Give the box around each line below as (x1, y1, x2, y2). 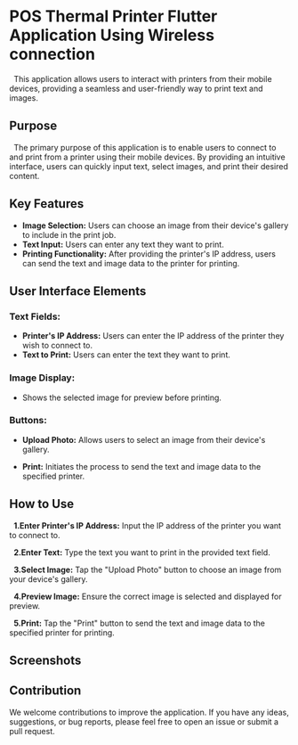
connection (9, 45, 96, 64)
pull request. (9, 725, 55, 736)
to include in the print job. (21, 229, 117, 240)
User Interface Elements (9, 283, 147, 299)
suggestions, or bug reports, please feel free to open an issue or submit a (9, 716, 278, 727)
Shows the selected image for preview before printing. (21, 392, 222, 403)
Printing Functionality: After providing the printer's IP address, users (21, 248, 276, 259)
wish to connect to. (21, 340, 93, 351)
